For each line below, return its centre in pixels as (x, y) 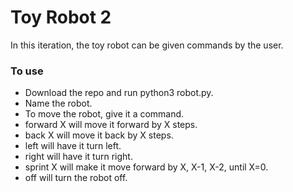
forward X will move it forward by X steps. (111, 125)
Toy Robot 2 (61, 17)
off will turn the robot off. (76, 178)
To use (27, 71)
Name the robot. (58, 103)
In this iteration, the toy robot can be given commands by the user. (147, 45)
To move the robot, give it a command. (104, 114)
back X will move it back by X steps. (99, 135)
